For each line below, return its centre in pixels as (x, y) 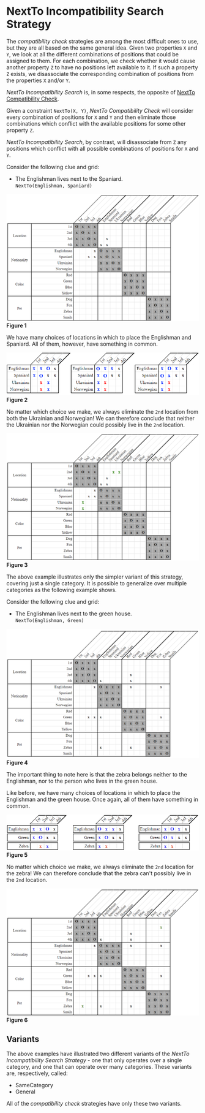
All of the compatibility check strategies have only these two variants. (94, 1104)
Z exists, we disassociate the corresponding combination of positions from (100, 74)
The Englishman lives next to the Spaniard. (69, 178)
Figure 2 (17, 400)
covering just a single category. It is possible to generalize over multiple (97, 583)
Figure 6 (17, 1020)
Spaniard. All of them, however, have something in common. (82, 344)
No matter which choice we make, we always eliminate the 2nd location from (102, 412)
